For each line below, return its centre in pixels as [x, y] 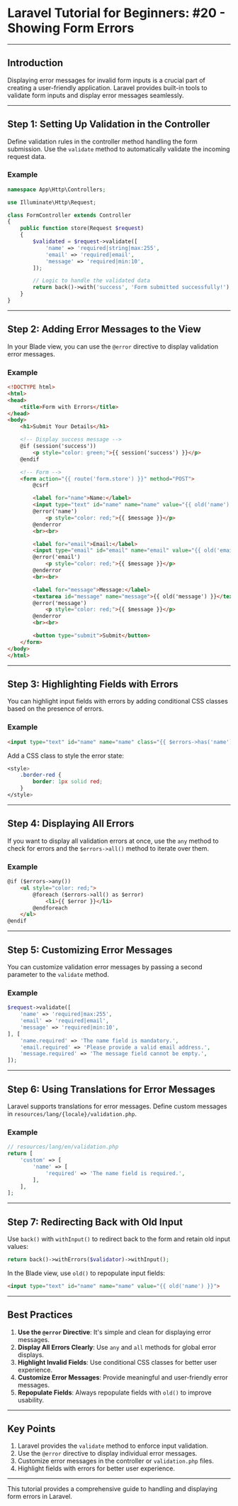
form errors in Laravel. [40, 1497]
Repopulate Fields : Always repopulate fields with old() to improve [114, 1392]
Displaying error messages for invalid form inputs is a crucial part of [106, 80]
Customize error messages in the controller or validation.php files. [115, 1461]
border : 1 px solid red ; [68, 782]
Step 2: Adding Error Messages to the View [104, 329]
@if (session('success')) [58, 446]
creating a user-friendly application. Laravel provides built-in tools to [107, 87]
